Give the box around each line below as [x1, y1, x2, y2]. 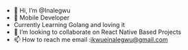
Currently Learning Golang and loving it [13, 21, 126, 28]
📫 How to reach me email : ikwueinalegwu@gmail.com [13, 36, 168, 43]
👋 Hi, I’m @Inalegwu [13, 7, 71, 14]
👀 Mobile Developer [13, 14, 70, 22]
